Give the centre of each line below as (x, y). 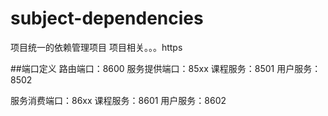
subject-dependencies (107, 18)
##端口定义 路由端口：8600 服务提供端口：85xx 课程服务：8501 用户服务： (166, 68)
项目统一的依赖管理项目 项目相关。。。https (96, 47)
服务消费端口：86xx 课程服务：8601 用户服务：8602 (118, 100)
